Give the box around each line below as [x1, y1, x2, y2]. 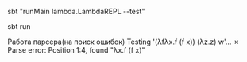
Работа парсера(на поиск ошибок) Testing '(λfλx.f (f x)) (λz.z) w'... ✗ [7, 37, 240, 46]
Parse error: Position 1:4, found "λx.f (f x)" [7, 46, 145, 54]
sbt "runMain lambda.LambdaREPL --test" [7, 7, 145, 16]
